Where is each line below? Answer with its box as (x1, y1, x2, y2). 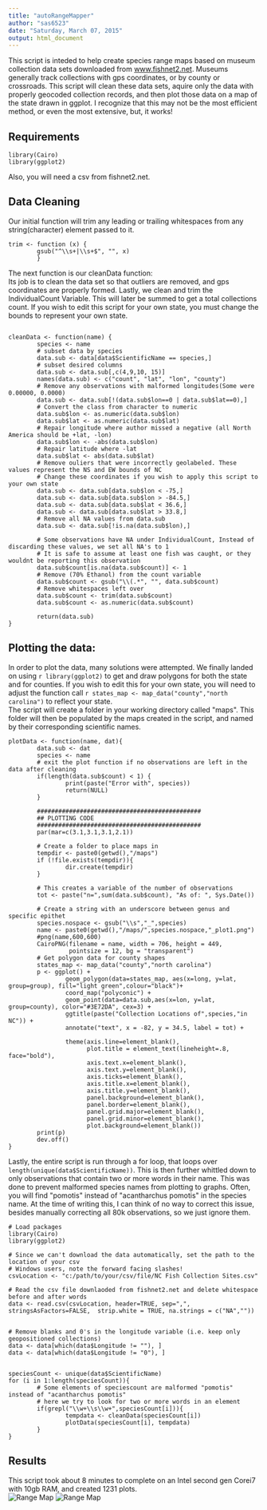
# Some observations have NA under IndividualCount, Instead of (37, 536, 255, 544)
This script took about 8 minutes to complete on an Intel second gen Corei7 (8, 1475, 257, 1485)
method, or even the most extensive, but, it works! (8, 107, 173, 117)
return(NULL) (65, 786, 109, 795)
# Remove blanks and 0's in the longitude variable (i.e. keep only (8, 1327, 241, 1336)
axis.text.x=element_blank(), (86, 1059, 187, 1067)
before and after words (8, 1293, 88, 1301)
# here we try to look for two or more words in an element (37, 1397, 241, 1405)
